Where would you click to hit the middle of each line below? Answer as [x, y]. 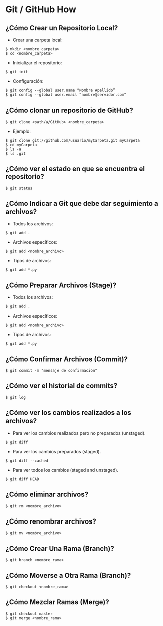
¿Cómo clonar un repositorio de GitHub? [69, 110]
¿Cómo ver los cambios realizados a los [68, 413]
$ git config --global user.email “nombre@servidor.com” [66, 95]
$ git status [19, 188]
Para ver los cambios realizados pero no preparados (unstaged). [79, 433]
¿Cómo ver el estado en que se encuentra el [75, 169]
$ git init [17, 72]
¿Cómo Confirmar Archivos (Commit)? [66, 359]
